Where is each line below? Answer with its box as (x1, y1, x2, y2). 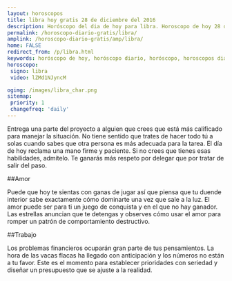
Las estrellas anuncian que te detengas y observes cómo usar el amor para (7, 209, 221, 218)
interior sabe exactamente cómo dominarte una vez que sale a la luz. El (7, 195, 210, 203)
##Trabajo (7, 230, 37, 238)
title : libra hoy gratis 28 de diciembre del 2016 (7, 17, 156, 23)
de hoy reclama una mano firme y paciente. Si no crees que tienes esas (7, 146, 211, 155)
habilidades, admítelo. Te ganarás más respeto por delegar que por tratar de (7, 154, 224, 162)
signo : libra (10, 67, 48, 74)
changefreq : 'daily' (10, 106, 70, 113)
